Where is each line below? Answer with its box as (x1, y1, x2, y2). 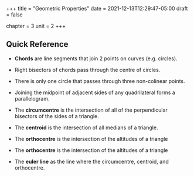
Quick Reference (6, 39, 69, 49)
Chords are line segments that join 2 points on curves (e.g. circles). (14, 55, 178, 62)
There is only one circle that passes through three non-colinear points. (14, 77, 186, 84)
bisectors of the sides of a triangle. (14, 112, 100, 119)
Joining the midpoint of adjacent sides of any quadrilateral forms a (14, 89, 176, 96)
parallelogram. (14, 95, 50, 102)
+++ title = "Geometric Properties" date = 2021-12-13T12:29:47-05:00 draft (6, 5, 188, 12)
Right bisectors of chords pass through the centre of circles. (14, 66, 161, 73)
